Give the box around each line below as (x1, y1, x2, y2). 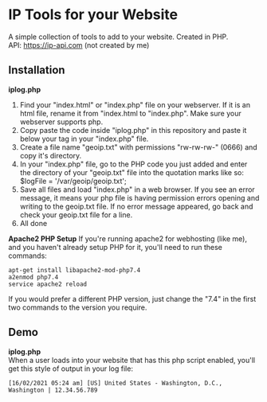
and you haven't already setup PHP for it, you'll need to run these (8, 242, 223, 252)
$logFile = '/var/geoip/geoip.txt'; (19, 176, 128, 185)
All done (19, 218, 48, 228)
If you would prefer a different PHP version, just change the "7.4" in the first (8, 294, 257, 303)
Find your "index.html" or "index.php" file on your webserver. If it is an (19, 100, 251, 109)
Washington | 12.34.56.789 (8, 386, 98, 394)
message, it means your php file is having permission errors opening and (19, 193, 260, 202)
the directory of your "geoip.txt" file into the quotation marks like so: (19, 167, 245, 177)
